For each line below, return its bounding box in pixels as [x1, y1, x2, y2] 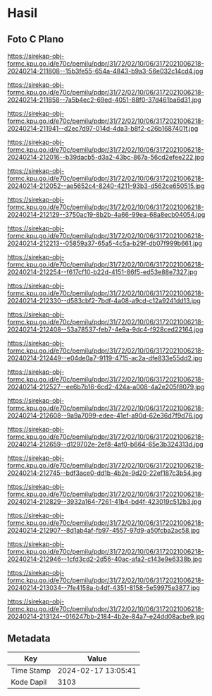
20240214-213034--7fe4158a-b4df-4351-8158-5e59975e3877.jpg [7, 584, 201, 591]
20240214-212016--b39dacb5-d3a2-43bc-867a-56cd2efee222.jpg [7, 153, 204, 161]
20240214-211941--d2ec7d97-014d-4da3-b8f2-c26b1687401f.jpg [7, 124, 199, 132]
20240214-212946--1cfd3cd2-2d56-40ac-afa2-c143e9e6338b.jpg [7, 555, 202, 563]
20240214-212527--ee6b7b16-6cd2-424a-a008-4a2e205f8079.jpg [7, 383, 205, 391]
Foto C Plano [7, 33, 64, 45]
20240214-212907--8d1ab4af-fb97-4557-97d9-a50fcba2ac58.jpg [7, 526, 200, 534]
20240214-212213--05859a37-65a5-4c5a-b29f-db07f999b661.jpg [7, 239, 203, 247]
